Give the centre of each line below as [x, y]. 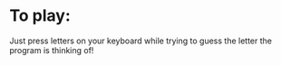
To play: [40, 16]
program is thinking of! [52, 50]
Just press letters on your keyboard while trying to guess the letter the [140, 41]
